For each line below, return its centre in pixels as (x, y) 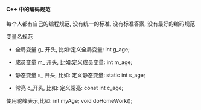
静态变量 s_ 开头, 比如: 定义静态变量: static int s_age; (80, 75)
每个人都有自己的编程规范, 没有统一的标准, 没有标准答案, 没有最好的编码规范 (101, 24)
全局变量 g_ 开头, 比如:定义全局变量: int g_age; (72, 50)
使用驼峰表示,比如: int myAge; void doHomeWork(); (69, 101)
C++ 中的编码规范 (28, 9)
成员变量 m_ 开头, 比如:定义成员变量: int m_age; (74, 62)
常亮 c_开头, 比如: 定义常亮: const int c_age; (69, 88)
